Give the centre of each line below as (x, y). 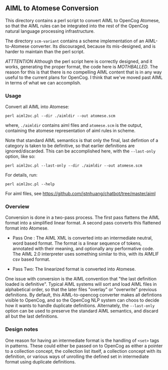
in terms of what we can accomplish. (43, 83)
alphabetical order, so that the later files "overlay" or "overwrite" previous (81, 289)
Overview (17, 207)
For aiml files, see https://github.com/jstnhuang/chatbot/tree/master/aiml (80, 194)
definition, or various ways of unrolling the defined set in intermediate (77, 356)
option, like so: (20, 157)
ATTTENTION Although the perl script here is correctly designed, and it (79, 61)
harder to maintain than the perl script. (45, 51)
